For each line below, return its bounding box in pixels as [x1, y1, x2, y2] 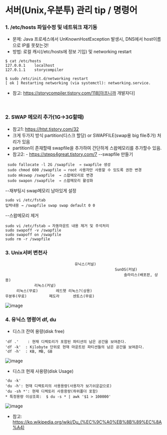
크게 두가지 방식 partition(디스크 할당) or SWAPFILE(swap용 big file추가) [12, 132, 156, 138]
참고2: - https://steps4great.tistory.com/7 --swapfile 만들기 [12, 151, 133, 157]
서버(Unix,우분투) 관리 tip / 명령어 [5, 5, 137, 16]
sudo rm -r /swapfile [5, 237, 50, 242]
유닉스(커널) [74, 262, 96, 267]
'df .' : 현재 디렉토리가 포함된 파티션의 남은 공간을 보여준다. [5, 340, 126, 345]
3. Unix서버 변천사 [5, 249, 47, 256]
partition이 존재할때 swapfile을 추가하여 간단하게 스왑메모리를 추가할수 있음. [12, 145, 162, 151]
